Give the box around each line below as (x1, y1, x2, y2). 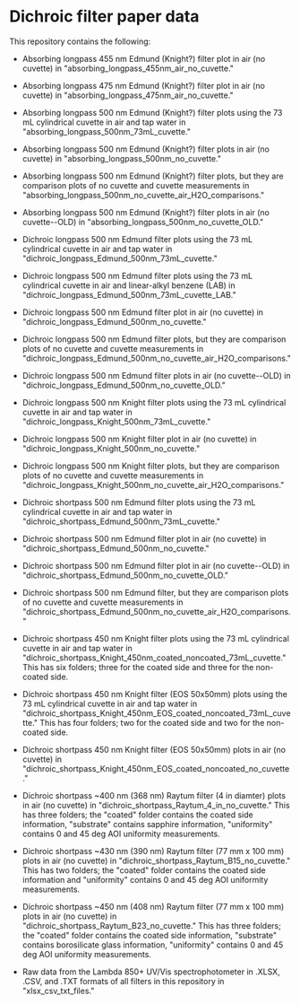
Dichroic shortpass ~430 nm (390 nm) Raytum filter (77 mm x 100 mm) (21, 845, 285, 856)
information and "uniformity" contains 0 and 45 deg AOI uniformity (21, 874, 269, 885)
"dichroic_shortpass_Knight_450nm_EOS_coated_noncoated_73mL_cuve (21, 707, 291, 719)
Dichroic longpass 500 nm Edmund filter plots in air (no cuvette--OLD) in (21, 370, 291, 380)
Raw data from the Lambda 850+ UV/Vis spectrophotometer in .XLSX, (21, 966, 280, 977)
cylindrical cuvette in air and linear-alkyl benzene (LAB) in (21, 280, 236, 291)
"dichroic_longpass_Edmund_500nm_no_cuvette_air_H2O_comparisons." (21, 353, 291, 363)
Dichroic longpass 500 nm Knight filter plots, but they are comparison (21, 460, 280, 471)
